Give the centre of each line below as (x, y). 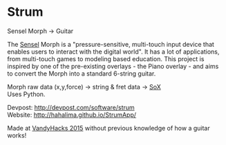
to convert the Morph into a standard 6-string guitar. (82, 74)
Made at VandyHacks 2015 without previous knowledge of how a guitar (109, 128)
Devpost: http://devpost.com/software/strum (71, 107)
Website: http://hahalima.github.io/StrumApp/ (72, 115)
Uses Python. (26, 94)
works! (17, 135)
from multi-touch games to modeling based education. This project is (106, 58)
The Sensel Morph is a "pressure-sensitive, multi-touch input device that (111, 44)
